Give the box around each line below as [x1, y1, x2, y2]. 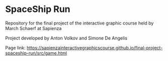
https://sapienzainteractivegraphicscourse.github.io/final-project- [27, 44, 163, 50]
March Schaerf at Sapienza [5, 25, 62, 31]
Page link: [5, 44, 26, 50]
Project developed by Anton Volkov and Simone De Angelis [5, 35, 127, 41]
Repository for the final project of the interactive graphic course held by [5, 20, 154, 26]
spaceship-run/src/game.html [5, 50, 67, 56]
